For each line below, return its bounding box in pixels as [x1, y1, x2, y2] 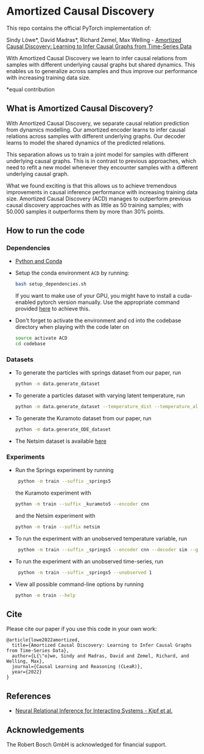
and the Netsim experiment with [15, 512, 96, 520]
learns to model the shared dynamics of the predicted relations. [6, 139, 166, 146]
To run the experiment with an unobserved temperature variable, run [15, 535, 188, 542]
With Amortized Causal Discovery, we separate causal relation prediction [6, 119, 189, 127]
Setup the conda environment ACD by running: [15, 269, 130, 277]
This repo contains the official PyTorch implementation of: [6, 24, 152, 32]
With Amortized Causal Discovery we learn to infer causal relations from [6, 54, 188, 62]
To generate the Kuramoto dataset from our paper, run [15, 415, 152, 422]
